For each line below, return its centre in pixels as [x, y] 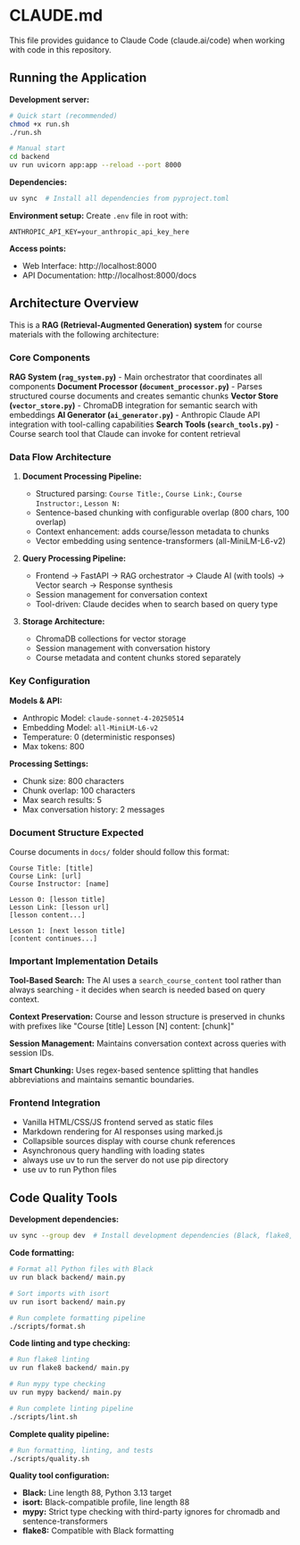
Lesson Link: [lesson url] [59, 907]
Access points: [38, 248]
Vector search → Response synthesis [104, 585]
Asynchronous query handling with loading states [113, 1151]
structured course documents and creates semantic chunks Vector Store [144, 396]
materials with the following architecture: [84, 334]
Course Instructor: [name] [59, 884]
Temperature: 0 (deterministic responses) [99, 737]
